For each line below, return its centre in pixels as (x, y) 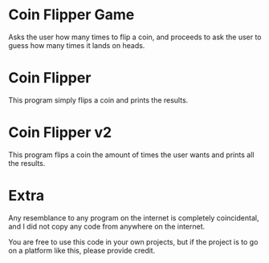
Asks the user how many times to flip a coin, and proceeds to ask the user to (135, 37)
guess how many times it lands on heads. (77, 45)
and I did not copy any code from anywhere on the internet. (107, 226)
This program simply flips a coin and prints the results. (98, 100)
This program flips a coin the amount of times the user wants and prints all (131, 155)
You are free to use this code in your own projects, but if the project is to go (133, 241)
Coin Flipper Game (71, 15)
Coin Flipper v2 (60, 133)
